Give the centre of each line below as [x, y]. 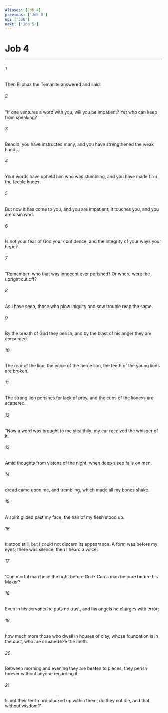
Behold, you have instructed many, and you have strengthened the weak [79, 144]
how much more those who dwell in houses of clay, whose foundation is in [82, 636]
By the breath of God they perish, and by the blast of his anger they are [78, 333]
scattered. [16, 403]
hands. [12, 149]
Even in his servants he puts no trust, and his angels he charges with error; [82, 609]
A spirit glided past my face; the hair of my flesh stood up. [65, 517]
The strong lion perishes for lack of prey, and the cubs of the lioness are [79, 398]
